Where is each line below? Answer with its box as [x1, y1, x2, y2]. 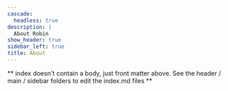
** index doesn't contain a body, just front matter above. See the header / [7, 68, 221, 78]
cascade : [7, 10, 33, 18]
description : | [7, 23, 52, 30]
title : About [7, 50, 46, 57]
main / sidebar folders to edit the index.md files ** [7, 76, 153, 85]
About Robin [13, 30, 49, 37]
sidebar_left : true [7, 43, 65, 50]
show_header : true [7, 37, 61, 44]
